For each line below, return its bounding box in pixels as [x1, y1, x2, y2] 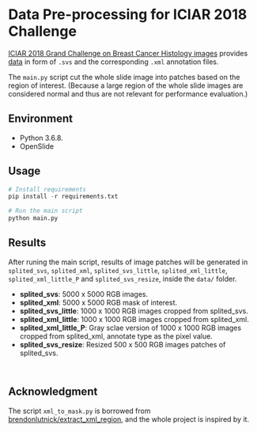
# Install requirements [8, 185, 87, 193]
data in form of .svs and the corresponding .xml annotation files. [8, 57, 219, 66]
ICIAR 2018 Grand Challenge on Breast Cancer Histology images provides [8, 48, 248, 58]
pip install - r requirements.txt [8, 192, 119, 201]
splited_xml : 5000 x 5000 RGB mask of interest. [19, 297, 178, 307]
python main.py [8, 214, 59, 222]
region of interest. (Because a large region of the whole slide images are [8, 81, 244, 90]
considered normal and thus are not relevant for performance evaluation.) [8, 89, 248, 98]
